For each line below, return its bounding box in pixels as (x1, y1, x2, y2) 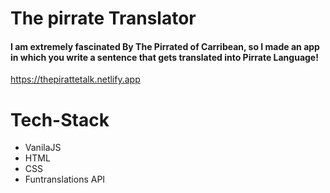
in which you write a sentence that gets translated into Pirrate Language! (10, 51, 319, 63)
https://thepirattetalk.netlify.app (10, 73, 141, 86)
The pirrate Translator (10, 7, 197, 30)
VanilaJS (24, 142, 62, 154)
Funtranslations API (24, 173, 106, 186)
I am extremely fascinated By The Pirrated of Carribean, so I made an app (10, 40, 320, 52)
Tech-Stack (10, 108, 110, 131)
